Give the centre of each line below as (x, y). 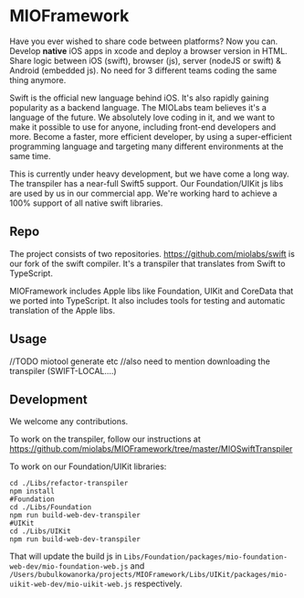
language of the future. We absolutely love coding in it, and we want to (142, 117)
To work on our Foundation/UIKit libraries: (88, 466)
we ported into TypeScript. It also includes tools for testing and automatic (147, 300)
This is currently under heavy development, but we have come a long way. (149, 174)
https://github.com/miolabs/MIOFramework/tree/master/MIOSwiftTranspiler (151, 449)
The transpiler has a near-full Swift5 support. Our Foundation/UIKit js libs (147, 183)
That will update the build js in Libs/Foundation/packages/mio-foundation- (148, 556)
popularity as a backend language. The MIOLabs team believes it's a (138, 107)
